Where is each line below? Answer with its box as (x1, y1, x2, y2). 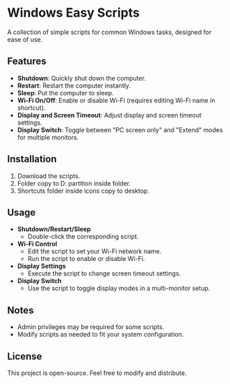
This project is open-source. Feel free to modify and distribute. (7, 369, 187, 377)
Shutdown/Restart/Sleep (17, 225, 92, 234)
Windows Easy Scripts (7, 5, 140, 21)
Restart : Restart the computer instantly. (17, 81, 131, 90)
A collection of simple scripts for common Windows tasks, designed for (7, 28, 212, 36)
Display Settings (17, 262, 66, 271)
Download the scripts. (17, 172, 81, 180)
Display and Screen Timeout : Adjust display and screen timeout (17, 111, 202, 119)
